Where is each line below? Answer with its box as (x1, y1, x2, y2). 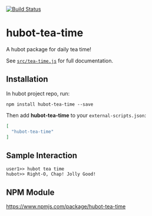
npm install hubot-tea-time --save (6, 101, 94, 107)
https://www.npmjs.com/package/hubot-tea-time (6, 203, 126, 210)
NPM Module (6, 187, 55, 197)
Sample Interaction (6, 150, 78, 161)
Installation (6, 74, 48, 84)
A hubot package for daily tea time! (6, 45, 91, 53)
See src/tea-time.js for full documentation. (6, 57, 114, 64)
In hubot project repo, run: (6, 90, 70, 97)
